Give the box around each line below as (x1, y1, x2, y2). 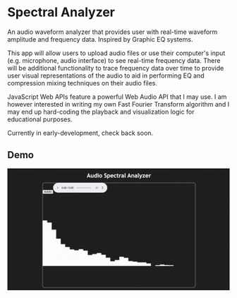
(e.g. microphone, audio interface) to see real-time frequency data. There (7, 56, 221, 64)
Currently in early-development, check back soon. (7, 129, 154, 137)
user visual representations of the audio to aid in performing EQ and (7, 71, 205, 80)
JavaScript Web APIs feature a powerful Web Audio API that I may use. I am (7, 93, 227, 101)
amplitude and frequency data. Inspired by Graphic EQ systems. (7, 35, 193, 43)
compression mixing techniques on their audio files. (7, 78, 157, 87)
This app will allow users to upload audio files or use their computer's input (7, 49, 226, 57)
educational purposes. (7, 114, 73, 124)
